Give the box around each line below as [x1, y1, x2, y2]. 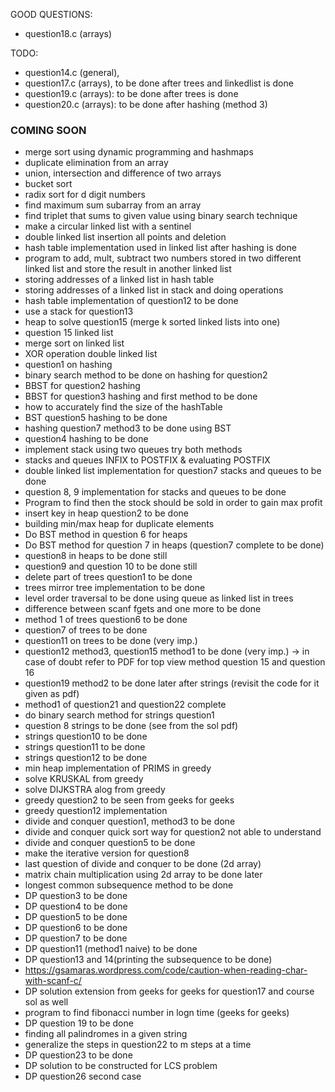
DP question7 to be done [24, 932, 128, 944]
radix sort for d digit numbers [24, 189, 146, 201]
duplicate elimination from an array [24, 157, 169, 169]
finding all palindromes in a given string [24, 1028, 188, 1040]
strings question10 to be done [24, 730, 148, 743]
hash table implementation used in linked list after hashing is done [24, 242, 297, 254]
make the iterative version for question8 [24, 847, 190, 859]
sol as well [24, 996, 69, 1008]
